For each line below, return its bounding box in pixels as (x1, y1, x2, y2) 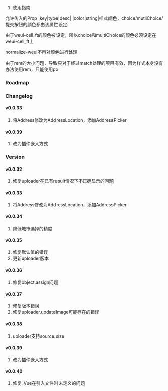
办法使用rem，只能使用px (5, 66, 59, 72)
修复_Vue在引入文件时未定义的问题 (12, 380, 85, 386)
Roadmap (5, 79, 29, 86)
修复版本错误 (12, 303, 39, 309)
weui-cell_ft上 (5, 38, 34, 44)
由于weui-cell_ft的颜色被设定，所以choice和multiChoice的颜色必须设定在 (5, 32, 156, 38)
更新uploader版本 (12, 255, 49, 261)
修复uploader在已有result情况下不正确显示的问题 (12, 178, 114, 184)
